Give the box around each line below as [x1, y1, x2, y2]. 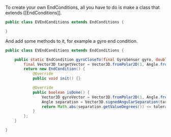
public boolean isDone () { [32, 90, 90, 95]
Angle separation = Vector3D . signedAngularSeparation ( [41, 99, 160, 104]
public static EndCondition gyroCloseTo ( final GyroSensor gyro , [14, 57, 154, 62]
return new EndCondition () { [23, 66, 85, 72]
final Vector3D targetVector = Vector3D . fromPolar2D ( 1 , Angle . [23, 62, 160, 67]
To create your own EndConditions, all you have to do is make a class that [5, 5, 160, 10]
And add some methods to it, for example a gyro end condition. [5, 38, 138, 44]
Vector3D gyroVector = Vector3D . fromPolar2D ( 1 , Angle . [41, 94, 160, 100]
